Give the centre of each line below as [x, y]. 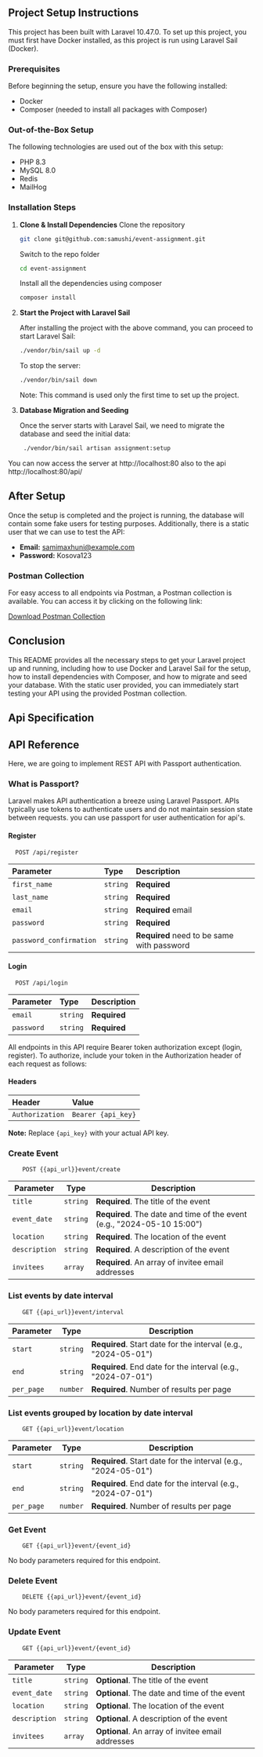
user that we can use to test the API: [67, 531]
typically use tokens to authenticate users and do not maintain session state [130, 809]
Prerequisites [34, 68]
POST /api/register [47, 852]
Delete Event [33, 1581]
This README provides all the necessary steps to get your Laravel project [127, 659]
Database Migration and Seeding [74, 411]
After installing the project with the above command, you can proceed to [136, 328]
